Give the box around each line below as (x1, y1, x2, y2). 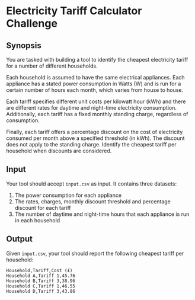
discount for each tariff (14, 204, 71, 211)
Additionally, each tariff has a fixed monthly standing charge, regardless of (6, 111, 188, 117)
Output (6, 234, 33, 244)
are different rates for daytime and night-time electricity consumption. (6, 104, 177, 111)
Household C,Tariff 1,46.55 (6, 283, 76, 289)
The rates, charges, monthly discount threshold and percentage (14, 197, 171, 205)
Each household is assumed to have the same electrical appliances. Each (6, 74, 185, 81)
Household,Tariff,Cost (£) (6, 267, 73, 273)
